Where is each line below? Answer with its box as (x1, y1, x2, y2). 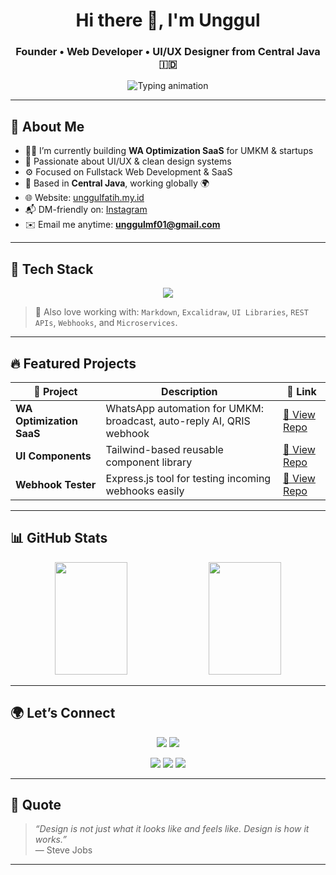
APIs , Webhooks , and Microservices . (34, 317, 178, 329)
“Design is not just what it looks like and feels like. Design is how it (34, 823, 310, 835)
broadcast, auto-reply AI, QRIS (105, 414, 251, 428)
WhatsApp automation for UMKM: (105, 401, 265, 415)
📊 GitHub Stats (10, 530, 108, 547)
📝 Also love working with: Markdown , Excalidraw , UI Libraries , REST (34, 306, 309, 318)
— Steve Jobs (34, 844, 93, 856)
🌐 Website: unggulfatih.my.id (24, 192, 145, 204)
